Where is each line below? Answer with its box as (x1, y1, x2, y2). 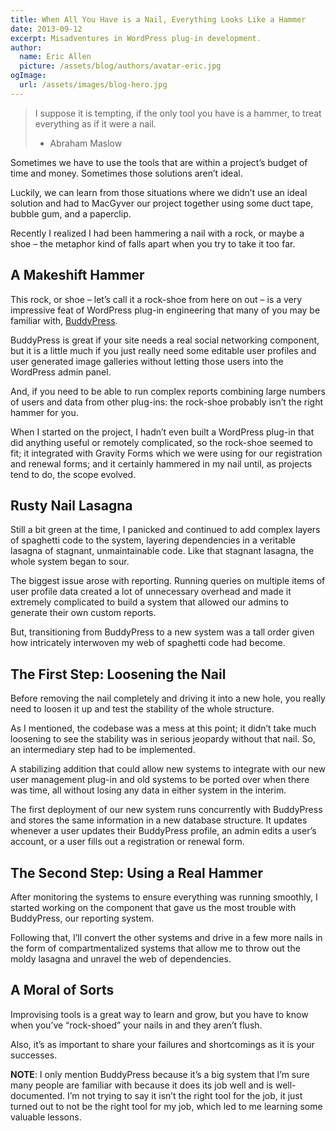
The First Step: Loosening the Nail (10, 666, 227, 683)
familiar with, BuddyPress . (10, 314, 118, 326)
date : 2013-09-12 (10, 24, 83, 34)
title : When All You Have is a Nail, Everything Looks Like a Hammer (10, 14, 307, 25)
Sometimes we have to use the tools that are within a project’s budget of (10, 156, 308, 168)
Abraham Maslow (49, 137, 123, 149)
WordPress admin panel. (10, 366, 112, 378)
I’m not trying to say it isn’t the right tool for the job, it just (67, 1089, 303, 1101)
